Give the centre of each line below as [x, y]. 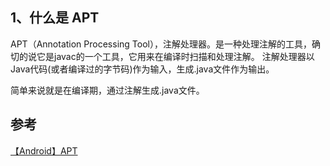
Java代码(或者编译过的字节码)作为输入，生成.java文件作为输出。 [142, 69]
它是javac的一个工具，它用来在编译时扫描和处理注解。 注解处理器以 [175, 56]
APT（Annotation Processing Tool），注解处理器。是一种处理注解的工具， [161, 44]
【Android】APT [44, 150]
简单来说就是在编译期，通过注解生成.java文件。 [107, 90]
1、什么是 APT [55, 18]
